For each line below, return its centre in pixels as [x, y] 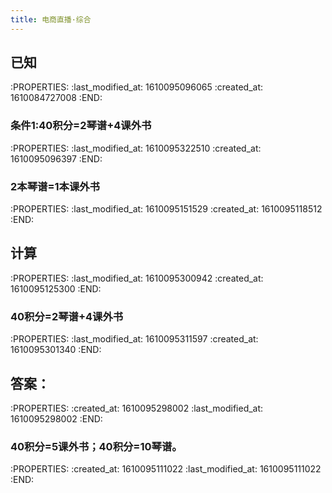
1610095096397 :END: [56, 158]
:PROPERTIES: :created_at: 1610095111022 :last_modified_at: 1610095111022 [166, 469]
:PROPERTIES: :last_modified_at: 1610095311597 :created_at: [134, 339]
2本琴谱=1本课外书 [55, 186]
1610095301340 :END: [56, 350]
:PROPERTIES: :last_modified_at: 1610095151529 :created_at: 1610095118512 [166, 209]
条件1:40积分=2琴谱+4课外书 [81, 126]
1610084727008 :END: [56, 98]
